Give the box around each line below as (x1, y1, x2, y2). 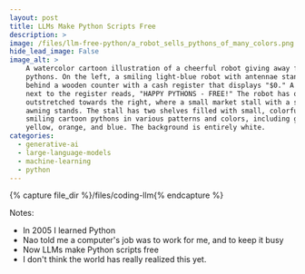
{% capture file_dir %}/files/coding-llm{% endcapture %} (9, 190, 224, 201)
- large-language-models (17, 148, 112, 157)
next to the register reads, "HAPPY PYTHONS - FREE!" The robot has (25, 89, 290, 98)
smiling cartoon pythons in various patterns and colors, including (25, 114, 290, 123)
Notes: (9, 208, 34, 219)
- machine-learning (17, 156, 92, 166)
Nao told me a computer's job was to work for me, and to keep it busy (22, 235, 284, 246)
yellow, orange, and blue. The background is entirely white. (25, 123, 266, 132)
